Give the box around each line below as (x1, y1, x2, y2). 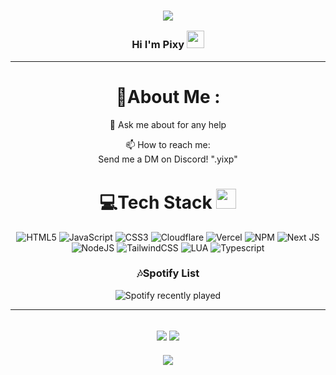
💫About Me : (115, 85, 221, 108)
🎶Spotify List (136, 266, 200, 280)
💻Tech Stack (99, 191, 213, 214)
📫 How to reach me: (125, 138, 211, 150)
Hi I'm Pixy (131, 38, 185, 52)
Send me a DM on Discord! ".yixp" (98, 153, 238, 165)
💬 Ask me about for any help (109, 118, 227, 130)
